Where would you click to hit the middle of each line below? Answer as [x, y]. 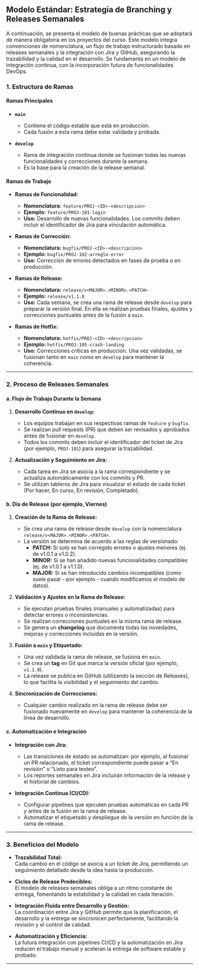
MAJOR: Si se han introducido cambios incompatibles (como [107, 573]
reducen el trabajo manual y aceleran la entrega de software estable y [100, 949]
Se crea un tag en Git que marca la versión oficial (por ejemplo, [101, 663]
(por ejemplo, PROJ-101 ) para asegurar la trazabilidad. [89, 449]
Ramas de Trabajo [29, 181]
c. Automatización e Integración [46, 732]
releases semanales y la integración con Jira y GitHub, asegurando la [91, 52]
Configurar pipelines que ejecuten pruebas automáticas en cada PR [106, 804]
